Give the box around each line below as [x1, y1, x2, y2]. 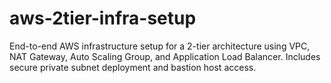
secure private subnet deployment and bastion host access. [9, 61, 257, 73]
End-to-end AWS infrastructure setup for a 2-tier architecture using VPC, [9, 40, 311, 52]
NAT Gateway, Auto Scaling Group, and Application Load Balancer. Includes [9, 50, 321, 62]
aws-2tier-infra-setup [9, 7, 197, 30]
